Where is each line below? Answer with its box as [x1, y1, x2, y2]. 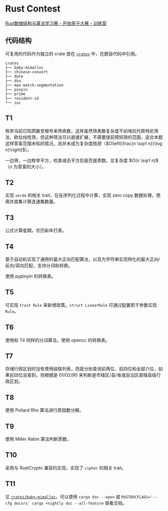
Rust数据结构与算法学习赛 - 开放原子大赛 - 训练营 [5, 20, 106, 26]
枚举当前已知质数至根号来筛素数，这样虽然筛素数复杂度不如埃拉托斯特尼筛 [5, 127, 158, 134]
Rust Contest [5, 3, 61, 15]
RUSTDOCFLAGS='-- [121, 494, 157, 499]
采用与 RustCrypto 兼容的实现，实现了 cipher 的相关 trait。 [5, 465, 126, 471]
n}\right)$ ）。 [5, 147, 32, 153]
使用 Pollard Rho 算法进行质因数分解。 [5, 407, 84, 413]
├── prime [5, 91, 26, 96]
